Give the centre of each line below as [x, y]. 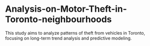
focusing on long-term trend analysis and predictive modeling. [69, 38]
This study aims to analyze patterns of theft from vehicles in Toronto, [75, 33]
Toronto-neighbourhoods [58, 19]
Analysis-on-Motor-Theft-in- [66, 9]
